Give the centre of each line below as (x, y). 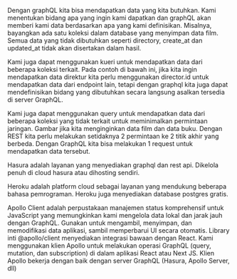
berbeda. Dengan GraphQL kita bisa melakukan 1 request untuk (100, 144)
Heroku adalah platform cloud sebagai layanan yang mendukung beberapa (117, 186)
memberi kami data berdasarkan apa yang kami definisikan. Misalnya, (110, 25)
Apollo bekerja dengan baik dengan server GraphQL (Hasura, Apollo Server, (118, 260)
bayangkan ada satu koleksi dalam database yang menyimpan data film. (113, 33)
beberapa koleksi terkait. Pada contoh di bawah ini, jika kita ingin (102, 69)
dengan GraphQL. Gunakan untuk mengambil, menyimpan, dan (100, 223)
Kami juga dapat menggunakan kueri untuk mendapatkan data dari (105, 62)
